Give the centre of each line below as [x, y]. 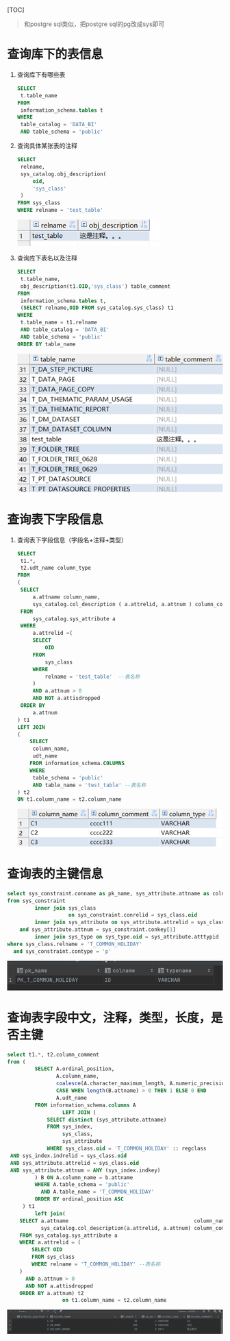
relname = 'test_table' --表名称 [92, 677]
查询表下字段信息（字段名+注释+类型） [72, 540]
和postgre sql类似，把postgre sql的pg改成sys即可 [94, 24]
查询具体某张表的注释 [47, 146]
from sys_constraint [37, 901]
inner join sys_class [65, 908]
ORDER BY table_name [46, 344]
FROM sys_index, [70, 1127]
